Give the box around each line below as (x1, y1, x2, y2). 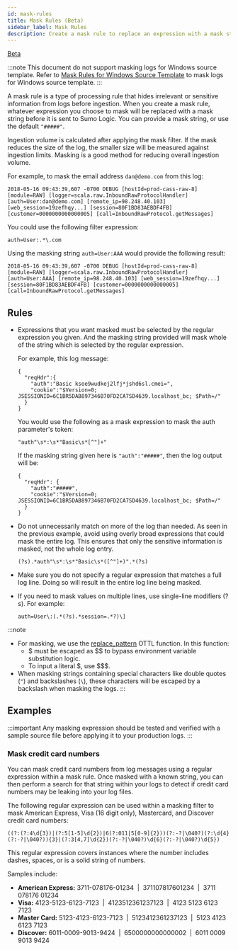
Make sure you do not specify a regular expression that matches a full (17, 571, 222, 579)
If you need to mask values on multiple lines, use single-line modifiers (17, 592, 222, 600)
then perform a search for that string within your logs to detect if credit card (7, 780, 229, 789)
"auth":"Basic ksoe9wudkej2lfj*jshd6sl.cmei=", (30, 380, 174, 388)
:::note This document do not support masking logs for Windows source (7, 63, 217, 71)
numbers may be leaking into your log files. (7, 787, 133, 796)
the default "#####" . (7, 122, 65, 131)
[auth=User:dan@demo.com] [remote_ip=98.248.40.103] (7, 198, 166, 205)
